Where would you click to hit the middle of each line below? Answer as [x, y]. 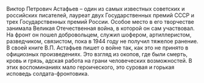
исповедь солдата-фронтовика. [48, 74]
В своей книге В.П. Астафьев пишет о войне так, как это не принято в [97, 48]
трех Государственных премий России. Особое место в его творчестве [100, 22]
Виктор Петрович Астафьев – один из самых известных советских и [96, 9]
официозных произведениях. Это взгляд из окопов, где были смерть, [97, 54]
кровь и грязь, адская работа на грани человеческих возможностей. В [99, 61]
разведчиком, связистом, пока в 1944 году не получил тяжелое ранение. [102, 41]
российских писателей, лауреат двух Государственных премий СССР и [100, 15]
